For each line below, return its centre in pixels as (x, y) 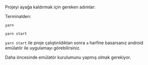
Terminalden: (18, 16)
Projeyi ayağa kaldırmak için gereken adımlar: (50, 7)
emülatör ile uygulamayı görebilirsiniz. (43, 48)
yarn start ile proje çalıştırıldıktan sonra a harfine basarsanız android (74, 43)
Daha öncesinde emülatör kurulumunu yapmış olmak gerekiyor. (68, 57)
